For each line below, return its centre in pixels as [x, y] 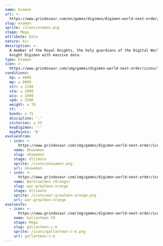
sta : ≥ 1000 [22, 91]
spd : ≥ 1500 [22, 100]
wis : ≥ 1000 [22, 95]
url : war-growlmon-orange [40, 200]
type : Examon [18, 59]
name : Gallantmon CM [34, 218]
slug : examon [18, 23]
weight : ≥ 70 [23, 105]
